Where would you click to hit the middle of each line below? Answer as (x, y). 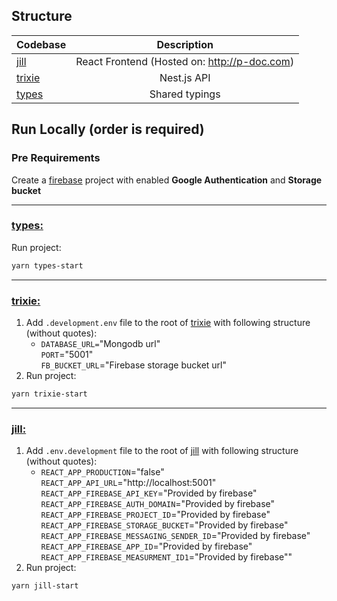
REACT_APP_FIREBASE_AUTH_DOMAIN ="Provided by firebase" (158, 504)
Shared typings (185, 94)
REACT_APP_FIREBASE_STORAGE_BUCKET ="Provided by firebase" (164, 525)
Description (185, 44)
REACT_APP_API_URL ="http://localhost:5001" (128, 483)
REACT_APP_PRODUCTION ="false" (102, 472)
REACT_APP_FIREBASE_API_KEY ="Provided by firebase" (149, 493)
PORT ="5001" (67, 354)
